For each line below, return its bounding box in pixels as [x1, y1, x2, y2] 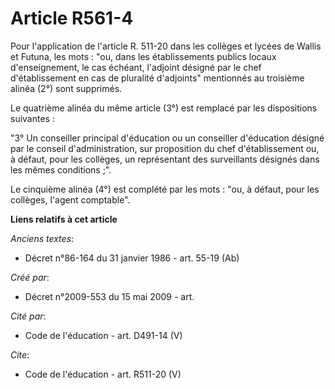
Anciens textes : [10, 232, 75, 244]
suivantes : [10, 112, 55, 124]
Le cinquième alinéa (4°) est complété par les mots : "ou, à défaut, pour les [10, 183, 320, 195]
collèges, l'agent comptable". [10, 193, 131, 206]
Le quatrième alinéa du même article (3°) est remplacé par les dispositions [10, 102, 318, 114]
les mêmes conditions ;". [10, 163, 112, 176]
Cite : [10, 348, 30, 361]
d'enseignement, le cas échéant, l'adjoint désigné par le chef [10, 61, 262, 73]
